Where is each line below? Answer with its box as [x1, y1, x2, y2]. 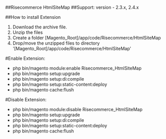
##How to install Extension [5, 14, 61, 20]
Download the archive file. [12, 24, 67, 30]
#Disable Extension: [5, 96, 47, 102]
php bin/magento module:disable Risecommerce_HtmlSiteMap [12, 107, 143, 112]
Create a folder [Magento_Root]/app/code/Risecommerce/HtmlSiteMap [12, 35, 161, 41]
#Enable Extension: [5, 55, 45, 61]
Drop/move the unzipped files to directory [12, 40, 100, 46]
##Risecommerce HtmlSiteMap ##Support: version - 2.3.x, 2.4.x [5, 5, 139, 10]
